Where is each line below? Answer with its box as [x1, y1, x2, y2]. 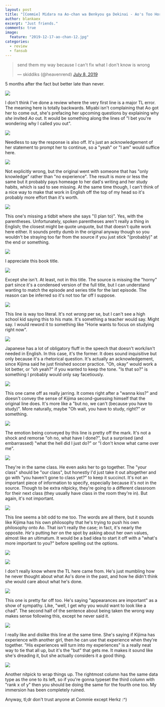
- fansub [9, 48, 27, 53]
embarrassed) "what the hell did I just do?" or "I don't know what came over [5, 440, 159, 446]
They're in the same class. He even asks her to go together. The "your [5, 464, 147, 470]
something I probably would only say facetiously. [5, 371, 104, 377]
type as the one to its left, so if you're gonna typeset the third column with [5, 676, 155, 682]
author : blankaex [5, 16, 41, 21]
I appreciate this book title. [5, 258, 59, 264]
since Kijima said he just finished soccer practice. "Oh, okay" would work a [5, 361, 157, 367]
